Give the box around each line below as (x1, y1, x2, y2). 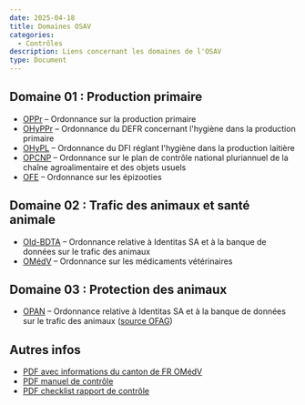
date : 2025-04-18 (9, 13, 76, 23)
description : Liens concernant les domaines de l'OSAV (9, 47, 222, 56)
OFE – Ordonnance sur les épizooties (22, 171, 162, 182)
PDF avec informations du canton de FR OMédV (22, 366, 203, 378)
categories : (9, 30, 55, 39)
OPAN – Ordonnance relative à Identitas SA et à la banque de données (22, 306, 287, 317)
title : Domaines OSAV (9, 22, 92, 31)
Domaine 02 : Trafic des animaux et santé (9, 197, 250, 214)
